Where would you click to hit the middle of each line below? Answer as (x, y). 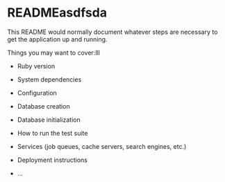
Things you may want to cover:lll (54, 53)
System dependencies (49, 79)
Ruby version (36, 66)
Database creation (44, 106)
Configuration (37, 93)
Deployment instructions (52, 160)
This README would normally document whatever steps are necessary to (112, 32)
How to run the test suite (52, 133)
